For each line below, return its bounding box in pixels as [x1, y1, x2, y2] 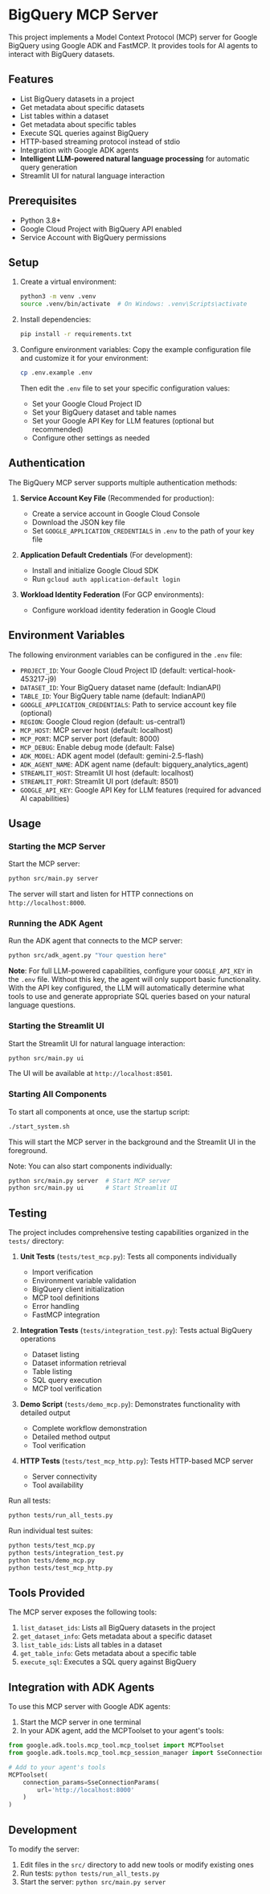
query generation [19, 162, 78, 172]
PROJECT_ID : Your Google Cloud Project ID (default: [19, 665, 187, 675]
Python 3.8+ [19, 215, 62, 225]
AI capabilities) [19, 793, 70, 803]
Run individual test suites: [8, 1526, 94, 1536]
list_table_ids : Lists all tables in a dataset [19, 1640, 162, 1650]
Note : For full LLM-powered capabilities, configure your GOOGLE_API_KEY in [8, 966, 253, 976]
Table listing [31, 1367, 72, 1377]
